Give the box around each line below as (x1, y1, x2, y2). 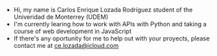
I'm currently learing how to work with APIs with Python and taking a (13, 20, 207, 28)
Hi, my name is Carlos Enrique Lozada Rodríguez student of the (13, 6, 193, 13)
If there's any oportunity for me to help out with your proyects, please (13, 34, 210, 43)
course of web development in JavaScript (13, 27, 132, 35)
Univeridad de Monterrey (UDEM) (13, 13, 108, 21)
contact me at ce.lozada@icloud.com (13, 42, 119, 49)
